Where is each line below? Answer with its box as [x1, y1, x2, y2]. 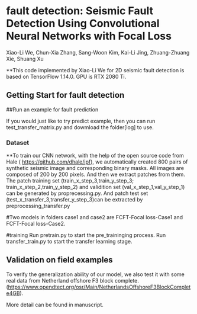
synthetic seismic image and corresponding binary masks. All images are [6, 165, 185, 172]
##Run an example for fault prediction [6, 105, 99, 113]
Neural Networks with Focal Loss [6, 30, 172, 43]
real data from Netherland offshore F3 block [6, 277, 114, 284]
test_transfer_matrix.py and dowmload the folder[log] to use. [6, 123, 154, 131]
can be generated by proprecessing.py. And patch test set [6, 190, 148, 197]
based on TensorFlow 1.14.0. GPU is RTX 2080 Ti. [6, 73, 127, 80]
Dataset [6, 138, 30, 146]
